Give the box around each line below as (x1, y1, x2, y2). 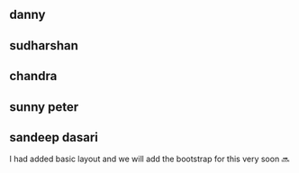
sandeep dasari (9, 130, 99, 145)
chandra (9, 68, 58, 84)
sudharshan (9, 38, 78, 53)
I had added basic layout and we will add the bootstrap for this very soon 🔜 (9, 153, 290, 165)
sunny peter (9, 99, 79, 114)
